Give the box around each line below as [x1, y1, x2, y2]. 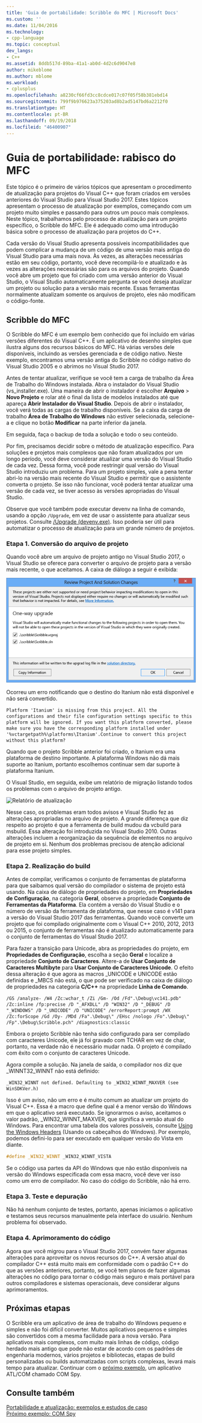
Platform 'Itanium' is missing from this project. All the [6, 707, 158, 713]
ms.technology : [6, 29, 44, 35]
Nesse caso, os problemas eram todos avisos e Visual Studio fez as [6, 808, 174, 816]
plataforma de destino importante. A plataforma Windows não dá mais [6, 754, 180, 761]
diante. [6, 1141, 23, 1149]
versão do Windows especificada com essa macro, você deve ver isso [6, 1171, 181, 1178]
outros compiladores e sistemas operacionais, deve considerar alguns [6, 1279, 180, 1286]
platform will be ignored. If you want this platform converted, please [6, 719, 192, 725]
